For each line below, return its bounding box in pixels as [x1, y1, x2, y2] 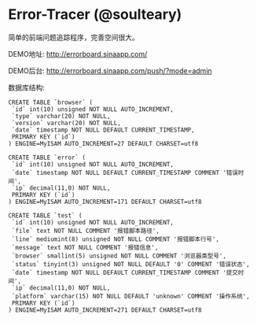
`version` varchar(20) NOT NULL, [11, 119, 122, 127]
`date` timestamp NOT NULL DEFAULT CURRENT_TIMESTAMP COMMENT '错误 [11, 168, 238, 176]
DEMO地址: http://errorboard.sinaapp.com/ [8, 49, 148, 58]
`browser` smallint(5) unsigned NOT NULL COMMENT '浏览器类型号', [11, 252, 226, 260]
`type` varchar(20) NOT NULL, [11, 112, 111, 120]
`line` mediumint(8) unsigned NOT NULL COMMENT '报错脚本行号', [11, 235, 220, 243]
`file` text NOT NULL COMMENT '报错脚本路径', [11, 227, 160, 235]
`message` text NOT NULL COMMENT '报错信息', [11, 243, 159, 251]
